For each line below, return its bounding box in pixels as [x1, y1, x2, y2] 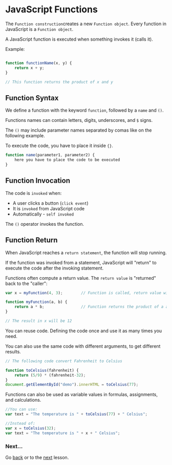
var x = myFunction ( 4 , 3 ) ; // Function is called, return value [5, 290, 161, 295]
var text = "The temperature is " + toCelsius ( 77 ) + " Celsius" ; [5, 412, 148, 417]
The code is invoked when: [5, 190, 62, 196]
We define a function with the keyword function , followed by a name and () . [5, 107, 164, 114]
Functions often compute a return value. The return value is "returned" [5, 275, 156, 281]
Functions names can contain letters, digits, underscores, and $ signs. [5, 117, 153, 123]
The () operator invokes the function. [5, 221, 84, 227]
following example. [5, 133, 45, 139]
